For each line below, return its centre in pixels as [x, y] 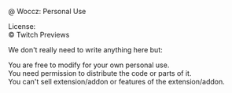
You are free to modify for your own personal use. [89, 65]
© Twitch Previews [39, 35]
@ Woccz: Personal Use [47, 11]
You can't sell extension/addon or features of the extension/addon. [117, 82]
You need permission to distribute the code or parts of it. [100, 73]
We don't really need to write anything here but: [85, 50]
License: [22, 26]
